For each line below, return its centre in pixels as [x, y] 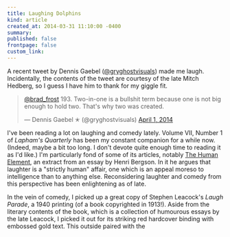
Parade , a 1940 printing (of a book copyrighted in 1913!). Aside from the [108, 204]
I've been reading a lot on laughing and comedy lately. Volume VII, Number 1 [115, 133]
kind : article [27, 20]
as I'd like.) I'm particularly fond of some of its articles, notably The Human [113, 154]
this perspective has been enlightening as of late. [77, 184]
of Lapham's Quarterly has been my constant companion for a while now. [111, 140]
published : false [32, 39]
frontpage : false [32, 45]
